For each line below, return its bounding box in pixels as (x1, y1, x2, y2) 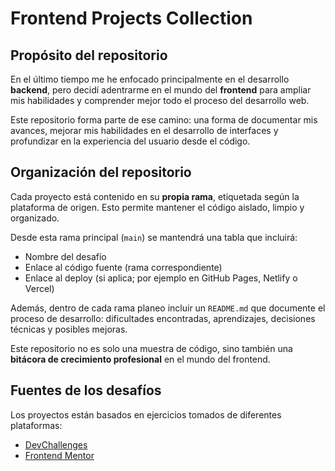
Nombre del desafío (24, 250, 107, 262)
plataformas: (10, 419, 63, 431)
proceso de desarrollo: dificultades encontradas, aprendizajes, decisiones (10, 312, 316, 324)
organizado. (10, 212, 60, 224)
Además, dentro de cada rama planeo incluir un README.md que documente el (10, 302, 326, 314)
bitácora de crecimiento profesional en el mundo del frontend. (10, 353, 271, 365)
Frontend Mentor (24, 449, 95, 461)
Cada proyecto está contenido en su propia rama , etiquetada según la (10, 190, 300, 202)
